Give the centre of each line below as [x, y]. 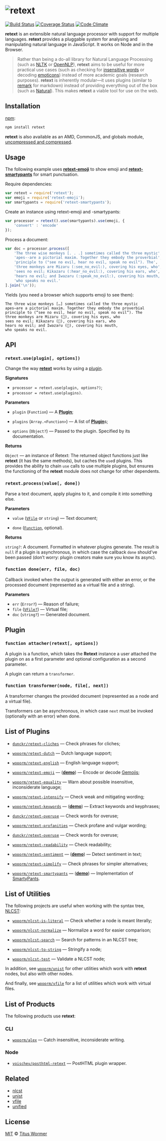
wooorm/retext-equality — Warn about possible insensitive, [73, 782]
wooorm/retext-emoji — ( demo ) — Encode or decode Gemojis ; [76, 772]
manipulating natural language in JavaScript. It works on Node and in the [79, 44]
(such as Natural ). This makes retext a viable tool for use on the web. [88, 90]
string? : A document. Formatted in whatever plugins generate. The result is [82, 547]
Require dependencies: [29, 184]
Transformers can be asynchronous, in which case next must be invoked [79, 711]
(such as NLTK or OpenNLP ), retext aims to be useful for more [81, 64]
